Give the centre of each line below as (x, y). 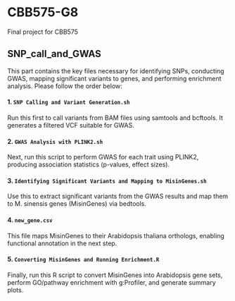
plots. (15, 290)
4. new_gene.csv (30, 220)
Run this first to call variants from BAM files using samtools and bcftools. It (115, 118)
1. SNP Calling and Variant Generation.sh (69, 102)
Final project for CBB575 (43, 32)
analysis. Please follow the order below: (65, 86)
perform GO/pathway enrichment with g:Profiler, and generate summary (112, 282)
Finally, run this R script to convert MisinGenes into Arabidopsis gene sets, (115, 275)
